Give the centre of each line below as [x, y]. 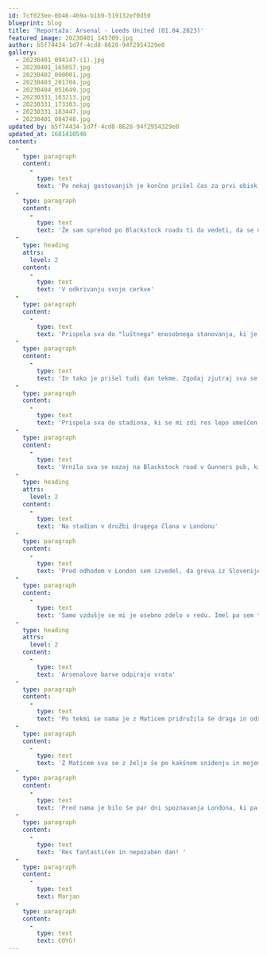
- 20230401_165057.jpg [53, 68]
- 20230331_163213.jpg [53, 97]
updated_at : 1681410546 [48, 134]
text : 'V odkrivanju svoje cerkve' [96, 290]
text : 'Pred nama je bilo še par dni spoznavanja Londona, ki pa [147, 808]
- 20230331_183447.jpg [53, 112]
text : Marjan [58, 896]
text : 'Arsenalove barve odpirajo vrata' [106, 674]
